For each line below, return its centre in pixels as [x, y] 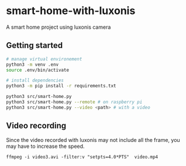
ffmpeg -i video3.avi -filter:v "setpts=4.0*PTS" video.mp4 [82, 157]
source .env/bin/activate [37, 70]
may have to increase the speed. [45, 146]
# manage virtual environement [44, 59]
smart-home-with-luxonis [71, 11]
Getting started [35, 45]
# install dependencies [35, 80]
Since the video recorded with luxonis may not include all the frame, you [93, 140]
